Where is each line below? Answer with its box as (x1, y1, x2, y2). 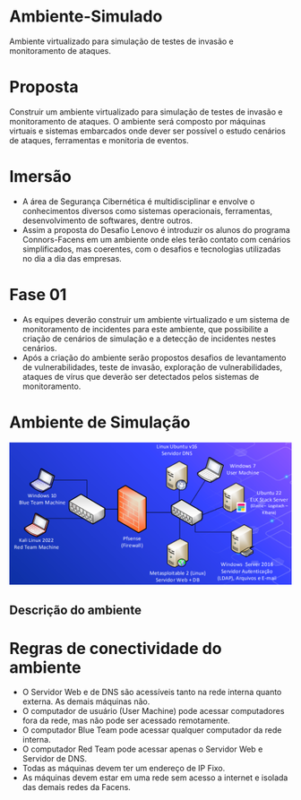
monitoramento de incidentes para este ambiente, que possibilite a (21, 323, 269, 334)
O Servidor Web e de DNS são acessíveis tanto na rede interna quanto (21, 687, 282, 698)
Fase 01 (9, 285, 67, 305)
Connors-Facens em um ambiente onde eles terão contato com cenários (21, 234, 291, 245)
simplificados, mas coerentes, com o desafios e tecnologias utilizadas (21, 244, 281, 254)
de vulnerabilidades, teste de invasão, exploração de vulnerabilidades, (21, 361, 283, 373)
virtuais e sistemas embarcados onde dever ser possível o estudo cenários (9, 125, 287, 136)
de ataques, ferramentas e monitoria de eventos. (9, 134, 190, 145)
